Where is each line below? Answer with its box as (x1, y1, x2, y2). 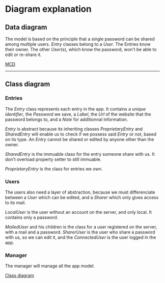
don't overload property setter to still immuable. (5, 156, 102, 162)
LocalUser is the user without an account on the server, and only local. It (5, 209, 152, 215)
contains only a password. (5, 214, 58, 220)
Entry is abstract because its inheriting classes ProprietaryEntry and (5, 126, 143, 132)
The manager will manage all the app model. (5, 263, 95, 269)
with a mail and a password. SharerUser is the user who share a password (5, 229, 156, 235)
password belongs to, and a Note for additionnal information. (5, 116, 128, 122)
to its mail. (5, 199, 26, 205)
